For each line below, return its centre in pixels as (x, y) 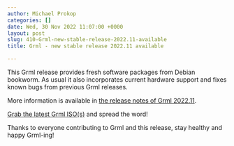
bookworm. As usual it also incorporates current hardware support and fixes (117, 80)
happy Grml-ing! (31, 135)
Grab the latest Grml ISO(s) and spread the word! (78, 114)
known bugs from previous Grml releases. (67, 87)
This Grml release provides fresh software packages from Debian (101, 72)
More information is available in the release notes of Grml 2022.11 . (102, 101)
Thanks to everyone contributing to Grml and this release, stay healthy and (115, 127)
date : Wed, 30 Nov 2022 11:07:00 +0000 (65, 27)
